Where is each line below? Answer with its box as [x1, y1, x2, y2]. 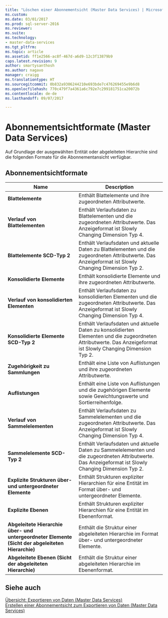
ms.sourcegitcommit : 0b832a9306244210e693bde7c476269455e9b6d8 [5, 82, 140, 87]
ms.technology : [5, 36, 37, 41]
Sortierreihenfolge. [78, 399, 123, 406]
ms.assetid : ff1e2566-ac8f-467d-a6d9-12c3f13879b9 [5, 54, 113, 59]
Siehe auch [5, 583, 41, 592]
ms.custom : [5, 12, 28, 17]
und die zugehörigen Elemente [78, 386, 151, 393]
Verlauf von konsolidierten [7, 296, 73, 303]
